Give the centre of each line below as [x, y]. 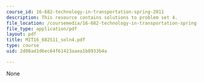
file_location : [25, 23]
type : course [23, 46]
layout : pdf [21, 34]
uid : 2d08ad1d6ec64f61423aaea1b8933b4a [57, 51]
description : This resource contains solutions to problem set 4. [92, 17]
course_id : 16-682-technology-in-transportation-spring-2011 [85, 12]
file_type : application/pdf [42, 29]
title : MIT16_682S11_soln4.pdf [46, 40]
